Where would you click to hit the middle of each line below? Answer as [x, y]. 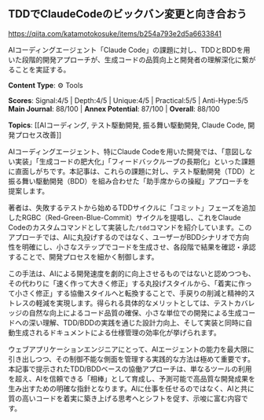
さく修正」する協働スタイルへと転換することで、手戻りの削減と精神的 [135, 293]
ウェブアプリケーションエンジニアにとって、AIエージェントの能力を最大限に [132, 349]
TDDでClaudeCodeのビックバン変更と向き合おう [128, 14]
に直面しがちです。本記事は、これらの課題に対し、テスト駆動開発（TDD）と [132, 171]
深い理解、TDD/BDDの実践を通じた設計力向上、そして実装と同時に [137, 322]
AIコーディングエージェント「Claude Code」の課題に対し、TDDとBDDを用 [129, 50]
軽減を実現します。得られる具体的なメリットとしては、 [124, 303]
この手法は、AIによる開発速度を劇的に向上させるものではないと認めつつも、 [132, 273]
